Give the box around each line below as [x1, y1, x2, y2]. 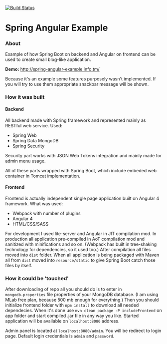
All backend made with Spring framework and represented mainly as [5, 117, 146, 123]
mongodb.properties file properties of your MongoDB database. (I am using [5, 292, 159, 298]
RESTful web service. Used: [5, 122, 63, 128]
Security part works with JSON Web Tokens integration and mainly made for [5, 152, 162, 158]
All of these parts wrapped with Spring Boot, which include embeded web [5, 167, 157, 173]
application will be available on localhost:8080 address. [5, 318, 120, 324]
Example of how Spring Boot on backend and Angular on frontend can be [5, 51, 156, 57]
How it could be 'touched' [5, 275, 69, 282]
